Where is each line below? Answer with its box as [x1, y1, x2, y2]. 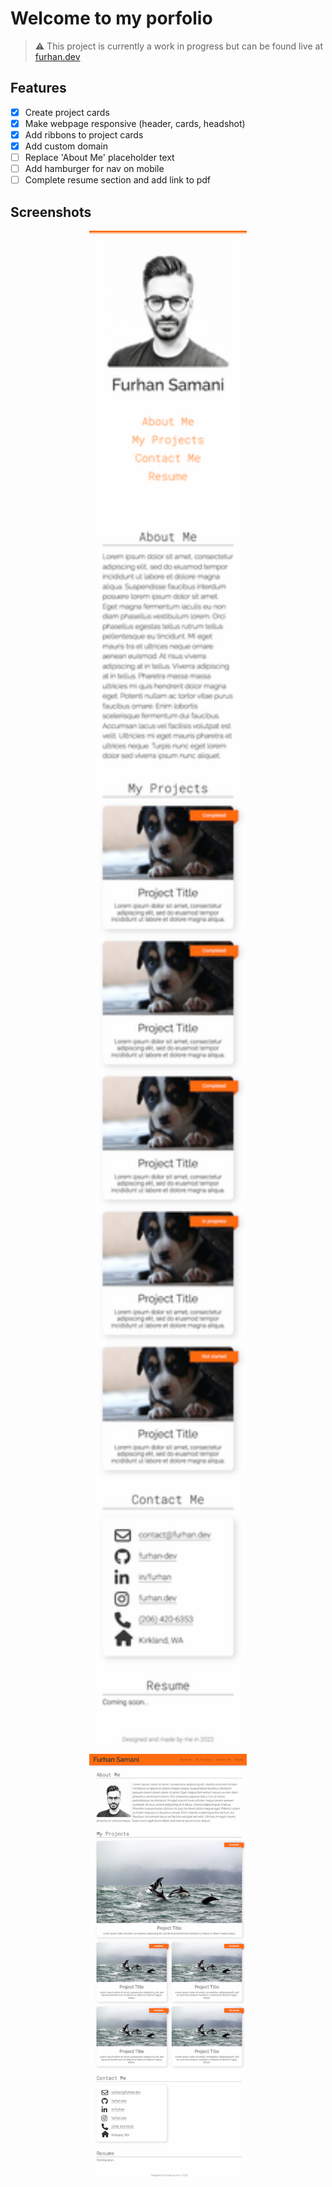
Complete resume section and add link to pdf [24, 174, 212, 186]
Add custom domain [24, 140, 108, 152]
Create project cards [24, 106, 110, 118]
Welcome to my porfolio [10, 7, 213, 30]
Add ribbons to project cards [24, 128, 144, 141]
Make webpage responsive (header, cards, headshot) [24, 117, 246, 129]
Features [10, 80, 67, 97]
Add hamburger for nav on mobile [24, 163, 165, 175]
